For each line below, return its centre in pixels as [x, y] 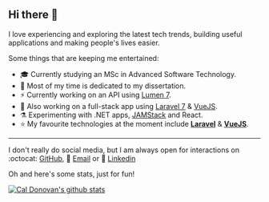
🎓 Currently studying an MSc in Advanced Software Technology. [128, 74]
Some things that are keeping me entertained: [84, 58]
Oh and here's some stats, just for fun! [72, 174]
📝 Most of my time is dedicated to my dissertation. [103, 86]
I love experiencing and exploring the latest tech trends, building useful [125, 34]
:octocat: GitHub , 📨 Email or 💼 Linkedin [72, 158]
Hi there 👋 [33, 15]
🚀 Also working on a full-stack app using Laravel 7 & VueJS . [118, 106]
